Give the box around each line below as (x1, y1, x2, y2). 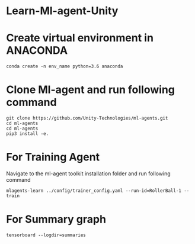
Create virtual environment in (6, 31, 154, 45)
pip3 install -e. (6, 131, 49, 137)
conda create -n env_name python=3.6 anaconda (6, 63, 123, 69)
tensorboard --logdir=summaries (6, 232, 86, 238)
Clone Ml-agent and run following (6, 83, 175, 97)
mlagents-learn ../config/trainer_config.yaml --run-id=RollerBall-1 (6, 188, 182, 194)
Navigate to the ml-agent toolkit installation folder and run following (6, 170, 171, 177)
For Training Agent (6, 150, 100, 164)
